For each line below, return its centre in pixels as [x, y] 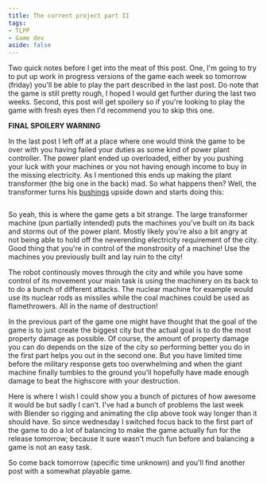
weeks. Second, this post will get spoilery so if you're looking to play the [126, 102]
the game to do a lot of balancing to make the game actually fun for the [124, 431]
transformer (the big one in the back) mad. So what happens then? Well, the [132, 183]
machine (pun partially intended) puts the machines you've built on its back [132, 223]
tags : [17, 23]
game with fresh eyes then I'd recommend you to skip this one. [111, 110]
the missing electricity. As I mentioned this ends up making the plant [120, 175]
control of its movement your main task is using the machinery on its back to [133, 281]
